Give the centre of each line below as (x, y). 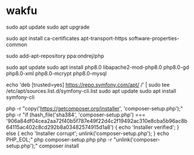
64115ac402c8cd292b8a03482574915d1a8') (60, 127)
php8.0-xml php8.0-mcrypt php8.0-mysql (56, 73)
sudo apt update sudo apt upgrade (48, 27)
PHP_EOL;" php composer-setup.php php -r (59, 139)
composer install (59, 146)
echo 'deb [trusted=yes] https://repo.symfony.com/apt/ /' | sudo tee (88, 85)
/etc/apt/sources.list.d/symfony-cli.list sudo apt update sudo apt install (91, 91)
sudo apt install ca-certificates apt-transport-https (67, 38)
